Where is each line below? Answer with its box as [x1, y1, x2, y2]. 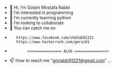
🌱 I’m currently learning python [9, 15, 71, 20]
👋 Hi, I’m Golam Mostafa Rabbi [9, 5, 70, 10]
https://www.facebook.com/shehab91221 [16, 35, 94, 40]
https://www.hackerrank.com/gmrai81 [16, 40, 90, 44]
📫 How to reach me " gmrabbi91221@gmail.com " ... [9, 58, 112, 63]
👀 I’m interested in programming [9, 10, 74, 15]
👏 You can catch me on [9, 25, 56, 31]
